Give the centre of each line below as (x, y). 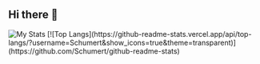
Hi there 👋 (33, 15)
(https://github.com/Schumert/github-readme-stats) (94, 51)
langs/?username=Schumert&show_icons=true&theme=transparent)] (122, 42)
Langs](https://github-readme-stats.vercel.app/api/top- (160, 34)
